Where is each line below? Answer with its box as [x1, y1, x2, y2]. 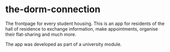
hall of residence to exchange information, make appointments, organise [5, 25, 158, 32]
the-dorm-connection [5, 4, 101, 15]
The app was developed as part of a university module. [5, 41, 122, 47]
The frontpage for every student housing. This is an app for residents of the [5, 20, 165, 27]
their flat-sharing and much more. [5, 31, 77, 37]
